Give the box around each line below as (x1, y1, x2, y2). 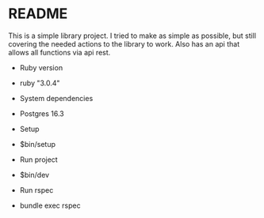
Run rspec (19, 185, 54, 194)
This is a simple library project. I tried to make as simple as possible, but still (8, 31, 256, 40)
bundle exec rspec (19, 201, 81, 210)
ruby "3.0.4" (19, 78, 61, 88)
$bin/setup (19, 139, 56, 148)
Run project (19, 155, 58, 164)
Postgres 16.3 (19, 108, 65, 118)
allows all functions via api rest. (8, 47, 111, 57)
